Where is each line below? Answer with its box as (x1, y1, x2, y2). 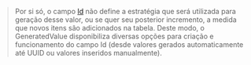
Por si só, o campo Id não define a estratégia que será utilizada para (14, 7, 237, 16)
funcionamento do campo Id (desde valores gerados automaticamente (14, 40, 244, 49)
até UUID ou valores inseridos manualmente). (14, 49, 162, 57)
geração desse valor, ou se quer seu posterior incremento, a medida (14, 15, 237, 24)
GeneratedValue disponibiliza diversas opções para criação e (14, 31, 214, 41)
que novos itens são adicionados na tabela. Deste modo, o (14, 23, 205, 32)
